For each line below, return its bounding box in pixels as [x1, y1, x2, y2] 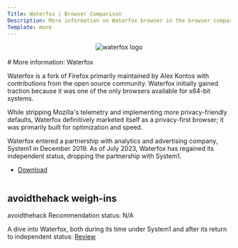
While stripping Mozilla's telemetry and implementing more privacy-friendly [7, 108, 228, 117]
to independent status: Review [7, 232, 96, 241]
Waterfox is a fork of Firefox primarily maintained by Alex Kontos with [7, 72, 210, 80]
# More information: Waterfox [7, 58, 93, 67]
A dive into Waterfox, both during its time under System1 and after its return [7, 225, 227, 234]
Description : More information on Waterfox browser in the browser [7, 17, 211, 24]
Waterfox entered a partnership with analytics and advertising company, [7, 137, 218, 145]
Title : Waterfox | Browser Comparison [7, 10, 122, 18]
